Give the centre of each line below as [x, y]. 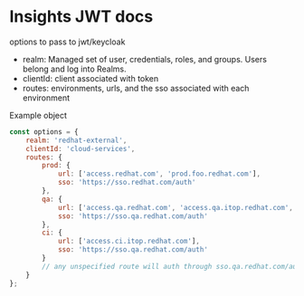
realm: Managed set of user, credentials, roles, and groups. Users [144, 59]
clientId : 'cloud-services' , [81, 148]
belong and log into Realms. [74, 69]
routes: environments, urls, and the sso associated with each [136, 88]
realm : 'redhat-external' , [76, 140]
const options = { [44, 132]
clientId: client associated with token [90, 78]
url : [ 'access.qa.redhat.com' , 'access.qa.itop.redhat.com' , [176, 207]
